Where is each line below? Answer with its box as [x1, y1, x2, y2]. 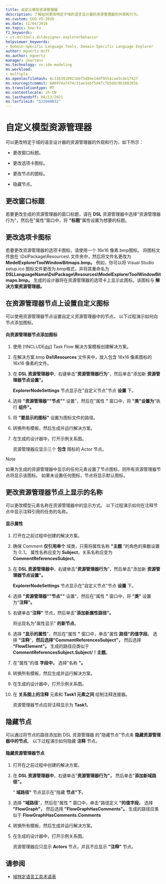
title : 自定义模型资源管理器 [5, 7, 58, 12]
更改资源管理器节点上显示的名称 [5, 488, 103, 497]
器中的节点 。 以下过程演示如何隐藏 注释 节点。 [5, 738, 100, 744]
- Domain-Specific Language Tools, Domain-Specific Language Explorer [5, 44, 154, 49]
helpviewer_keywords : [5, 40, 50, 44]
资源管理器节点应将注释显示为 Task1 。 [12, 702, 91, 708]
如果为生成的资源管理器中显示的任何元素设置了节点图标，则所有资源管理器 [5, 466, 157, 472]
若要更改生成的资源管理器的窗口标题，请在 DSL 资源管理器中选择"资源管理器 [5, 211, 161, 217]
